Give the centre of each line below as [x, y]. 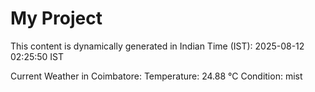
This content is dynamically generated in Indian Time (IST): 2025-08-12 [157, 46]
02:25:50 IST [37, 56]
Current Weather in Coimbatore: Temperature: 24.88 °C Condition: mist [156, 76]
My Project [56, 18]
